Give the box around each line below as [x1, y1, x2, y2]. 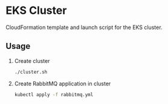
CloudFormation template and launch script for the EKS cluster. [5, 24, 163, 31]
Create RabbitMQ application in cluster [14, 80, 111, 87]
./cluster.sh [14, 69, 48, 75]
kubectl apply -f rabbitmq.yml [14, 91, 94, 97]
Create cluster [14, 57, 50, 64]
